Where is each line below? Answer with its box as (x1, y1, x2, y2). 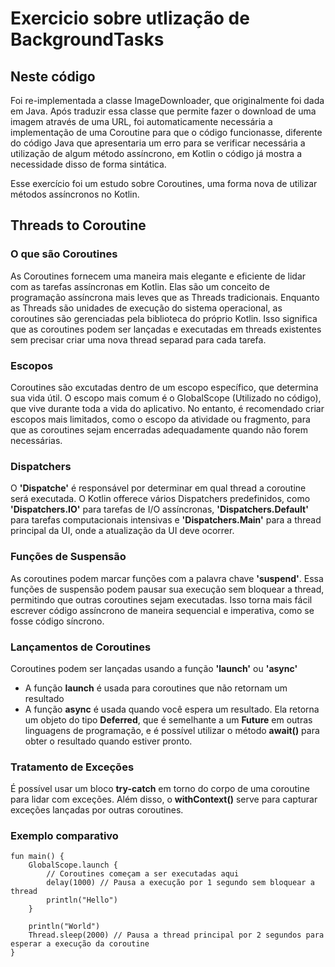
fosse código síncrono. (10, 615, 105, 627)
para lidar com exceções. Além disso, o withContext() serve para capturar (10, 793, 318, 806)
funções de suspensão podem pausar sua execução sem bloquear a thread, (10, 583, 325, 595)
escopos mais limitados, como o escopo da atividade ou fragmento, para (10, 413, 311, 425)
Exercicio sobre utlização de (10, 7, 250, 30)
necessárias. (10, 434, 63, 446)
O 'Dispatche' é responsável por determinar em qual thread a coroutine (10, 482, 307, 494)
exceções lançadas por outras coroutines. (10, 804, 184, 816)
